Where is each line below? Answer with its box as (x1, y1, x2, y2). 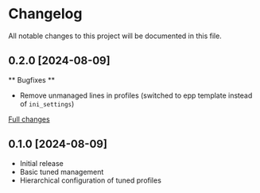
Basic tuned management (19, 167, 104, 176)
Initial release (19, 158, 64, 168)
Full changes (8, 114, 50, 124)
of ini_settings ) (19, 98, 75, 108)
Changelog (8, 5, 83, 23)
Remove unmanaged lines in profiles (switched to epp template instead (19, 91, 253, 100)
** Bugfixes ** (8, 75, 56, 84)
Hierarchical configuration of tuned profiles (19, 176, 161, 185)
